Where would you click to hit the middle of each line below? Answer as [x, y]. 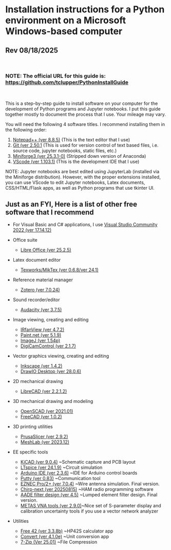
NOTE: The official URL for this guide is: [56, 76]
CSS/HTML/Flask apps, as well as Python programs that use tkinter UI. [80, 188]
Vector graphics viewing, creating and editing [61, 356]
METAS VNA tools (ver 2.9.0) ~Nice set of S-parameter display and [91, 506]
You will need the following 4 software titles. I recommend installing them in [85, 124]
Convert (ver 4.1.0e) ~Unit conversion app [65, 537]
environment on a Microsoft [66, 20]
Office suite [25, 240]
